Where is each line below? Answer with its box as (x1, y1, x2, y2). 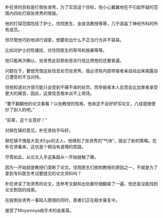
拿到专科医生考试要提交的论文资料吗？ (5, 170, 81, 176)
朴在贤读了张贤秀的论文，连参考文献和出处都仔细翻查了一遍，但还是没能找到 (5, 181, 158, 186)
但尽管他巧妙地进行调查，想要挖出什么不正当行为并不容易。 (5, 37, 124, 43)
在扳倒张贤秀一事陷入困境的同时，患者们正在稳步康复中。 (5, 197, 120, 203)
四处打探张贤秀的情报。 (13, 10, 61, 16)
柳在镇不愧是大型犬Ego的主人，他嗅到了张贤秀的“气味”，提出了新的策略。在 (5, 138, 157, 143)
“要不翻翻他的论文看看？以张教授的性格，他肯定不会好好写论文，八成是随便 (5, 101, 156, 106)
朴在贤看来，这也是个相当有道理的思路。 (5, 144, 86, 150)
